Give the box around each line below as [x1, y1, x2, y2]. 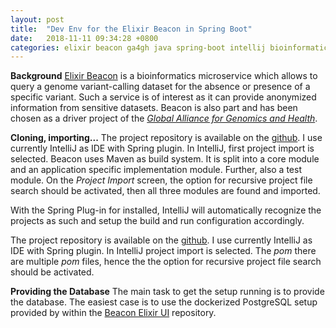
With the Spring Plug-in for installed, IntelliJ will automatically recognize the [10, 204, 322, 216]
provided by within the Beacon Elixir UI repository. [10, 307, 217, 319]
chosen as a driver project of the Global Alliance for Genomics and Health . [10, 112, 318, 125]
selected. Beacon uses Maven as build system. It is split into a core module [10, 153, 320, 165]
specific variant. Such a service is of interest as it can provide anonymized [10, 91, 317, 103]
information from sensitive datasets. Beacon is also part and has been [10, 102, 298, 114]
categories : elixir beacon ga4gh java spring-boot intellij [10, 42, 267, 53]
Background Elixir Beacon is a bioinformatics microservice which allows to [10, 70, 318, 82]
